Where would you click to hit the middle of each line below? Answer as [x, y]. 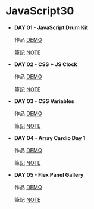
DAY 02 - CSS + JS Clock [46, 64]
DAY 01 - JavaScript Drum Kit [51, 27]
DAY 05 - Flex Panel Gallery [49, 174]
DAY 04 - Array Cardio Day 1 [50, 138]
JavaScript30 [40, 11]
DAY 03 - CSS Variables [44, 101]
